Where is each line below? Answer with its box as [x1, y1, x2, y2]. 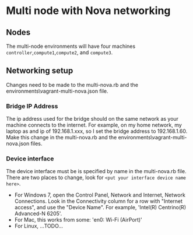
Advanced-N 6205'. [14, 210, 62, 217]
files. [30, 140, 43, 147]
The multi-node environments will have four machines [6, 43, 136, 50]
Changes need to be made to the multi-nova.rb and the [6, 81, 139, 88]
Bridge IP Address [6, 102, 58, 110]
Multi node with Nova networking [6, 4, 171, 17]
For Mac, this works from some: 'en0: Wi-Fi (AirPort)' [14, 216, 143, 223]
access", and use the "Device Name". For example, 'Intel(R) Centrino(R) [14, 204, 187, 211]
